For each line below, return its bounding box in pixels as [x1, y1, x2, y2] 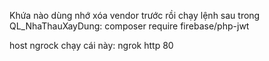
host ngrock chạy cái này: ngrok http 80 [9, 40, 174, 51]
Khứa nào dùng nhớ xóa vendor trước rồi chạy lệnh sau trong [9, 10, 261, 21]
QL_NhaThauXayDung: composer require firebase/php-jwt [9, 20, 250, 32]
